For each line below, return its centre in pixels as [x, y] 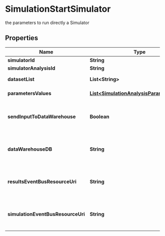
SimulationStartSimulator [58, 9]
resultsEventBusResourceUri [42, 182]
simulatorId [21, 60]
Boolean [99, 116]
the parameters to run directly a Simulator [47, 23]
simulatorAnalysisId [31, 68]
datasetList [21, 79]
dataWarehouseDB [30, 149]
